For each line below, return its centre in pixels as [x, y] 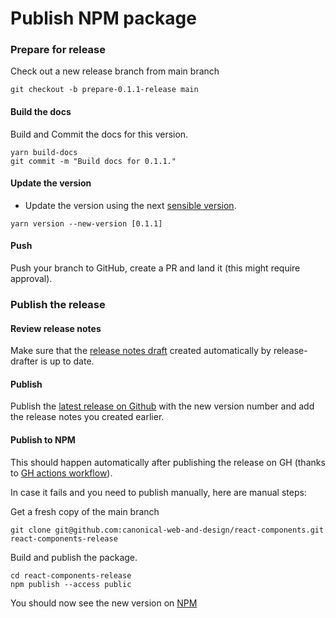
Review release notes [56, 328]
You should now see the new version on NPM [104, 603]
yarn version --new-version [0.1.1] [86, 223]
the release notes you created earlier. [87, 417]
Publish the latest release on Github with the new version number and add [162, 406]
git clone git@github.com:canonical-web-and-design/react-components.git [167, 530]
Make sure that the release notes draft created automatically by [141, 351]
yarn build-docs [44, 152]
